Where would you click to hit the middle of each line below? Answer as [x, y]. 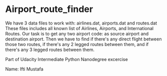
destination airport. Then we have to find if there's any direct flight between [83, 39]
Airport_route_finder [49, 9]
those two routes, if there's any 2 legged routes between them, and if [77, 44]
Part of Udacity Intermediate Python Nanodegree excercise [67, 59]
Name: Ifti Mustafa [24, 69]
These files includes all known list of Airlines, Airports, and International [79, 28]
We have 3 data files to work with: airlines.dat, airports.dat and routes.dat [81, 23]
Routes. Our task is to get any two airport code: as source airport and [77, 33]
